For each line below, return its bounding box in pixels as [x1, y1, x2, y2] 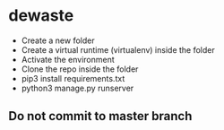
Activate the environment [21, 54, 116, 65]
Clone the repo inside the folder [21, 64, 139, 74]
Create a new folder [21, 35, 95, 46]
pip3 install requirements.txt [21, 73, 125, 83]
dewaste [8, 5, 74, 26]
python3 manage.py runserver [21, 82, 134, 93]
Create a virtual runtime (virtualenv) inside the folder [21, 44, 216, 55]
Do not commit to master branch [8, 108, 193, 124]
